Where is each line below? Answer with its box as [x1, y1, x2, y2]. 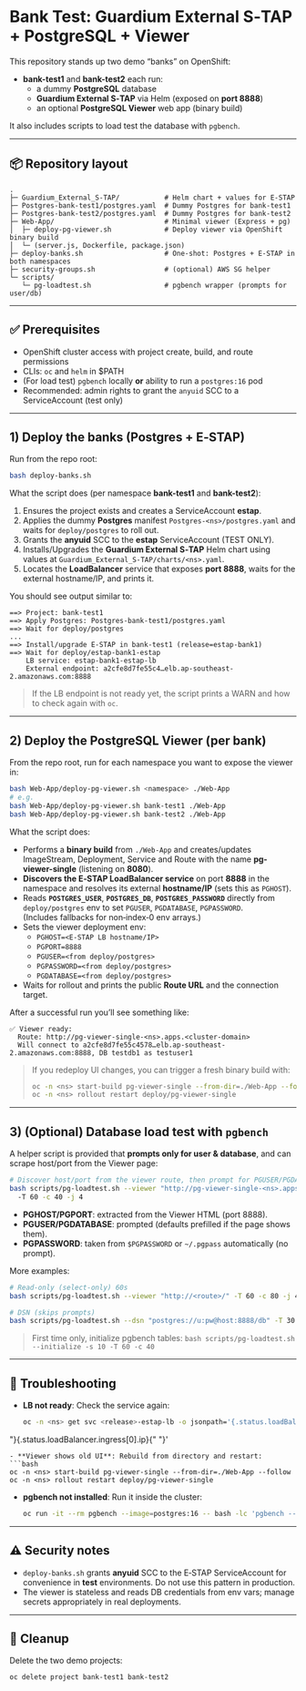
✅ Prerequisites [9, 322, 100, 338]
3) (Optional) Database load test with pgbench [9, 1123, 269, 1140]
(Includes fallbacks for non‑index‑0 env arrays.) [22, 911, 202, 922]
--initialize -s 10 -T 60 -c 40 [31, 1342, 155, 1352]
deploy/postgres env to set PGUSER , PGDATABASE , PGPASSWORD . [22, 902, 244, 913]
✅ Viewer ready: [9, 1024, 73, 1033]
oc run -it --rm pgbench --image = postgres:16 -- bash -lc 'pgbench [22, 1509, 285, 1518]
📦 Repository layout [9, 157, 128, 172]
